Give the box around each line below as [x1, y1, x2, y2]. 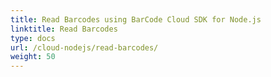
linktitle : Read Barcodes [10, 24, 118, 34]
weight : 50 [10, 52, 56, 62]
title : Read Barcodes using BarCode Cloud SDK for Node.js [10, 14, 262, 25]
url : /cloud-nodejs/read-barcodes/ [10, 42, 159, 53]
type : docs [10, 33, 56, 43]
